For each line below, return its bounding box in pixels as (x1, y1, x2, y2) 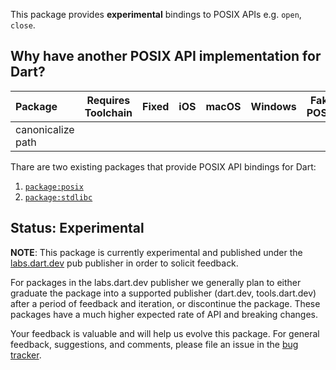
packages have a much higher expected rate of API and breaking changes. (10, 308, 318, 320)
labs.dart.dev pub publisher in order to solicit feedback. (10, 257, 239, 269)
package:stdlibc (24, 192, 93, 203)
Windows (250, 99, 297, 113)
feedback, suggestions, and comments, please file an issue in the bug (10, 338, 299, 350)
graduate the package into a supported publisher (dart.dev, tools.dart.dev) (10, 287, 317, 299)
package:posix (24, 182, 84, 192)
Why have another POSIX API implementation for (10, 48, 322, 65)
